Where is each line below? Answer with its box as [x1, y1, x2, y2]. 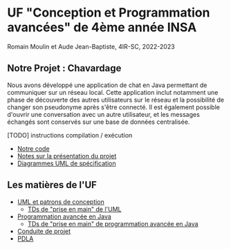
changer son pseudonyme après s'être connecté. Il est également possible [7, 102, 220, 111]
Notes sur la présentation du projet [17, 151, 117, 160]
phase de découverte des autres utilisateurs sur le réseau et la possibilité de [7, 95, 225, 104]
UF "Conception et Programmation [7, 5, 210, 21]
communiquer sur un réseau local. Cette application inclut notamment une [7, 88, 219, 96]
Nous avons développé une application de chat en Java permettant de [7, 81, 207, 89]
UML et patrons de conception [17, 197, 105, 205]
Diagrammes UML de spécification [17, 159, 116, 167]
